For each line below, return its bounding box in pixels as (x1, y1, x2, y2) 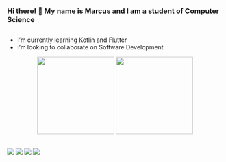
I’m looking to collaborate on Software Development (16, 43, 164, 51)
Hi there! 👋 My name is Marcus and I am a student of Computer (7, 6, 219, 16)
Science (7, 14, 36, 24)
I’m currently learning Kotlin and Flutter (16, 36, 127, 44)
